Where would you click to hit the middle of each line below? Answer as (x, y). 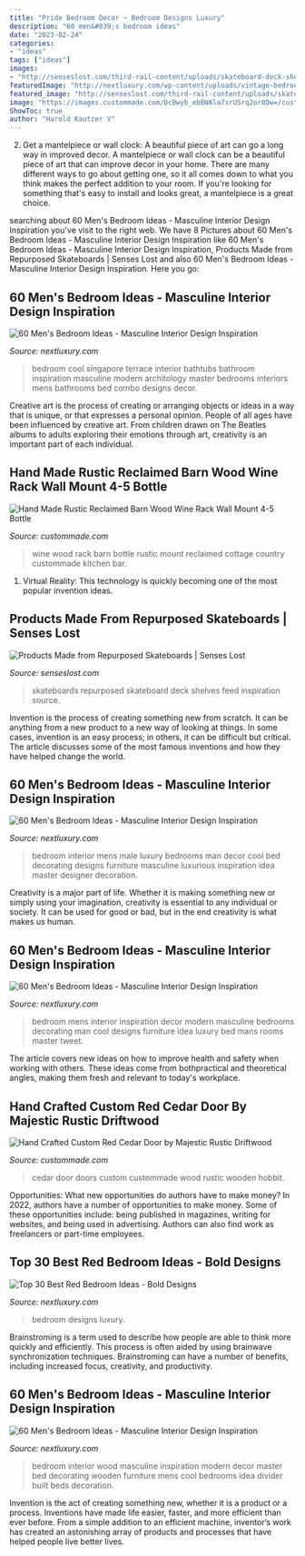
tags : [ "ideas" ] (40, 60)
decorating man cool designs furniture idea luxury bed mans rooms (157, 1031)
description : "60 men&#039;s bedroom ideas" (95, 26)
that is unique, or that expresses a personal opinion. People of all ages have (151, 415)
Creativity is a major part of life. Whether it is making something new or (143, 893)
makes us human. (42, 922)
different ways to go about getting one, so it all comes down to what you (157, 174)
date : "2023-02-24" (46, 35)
